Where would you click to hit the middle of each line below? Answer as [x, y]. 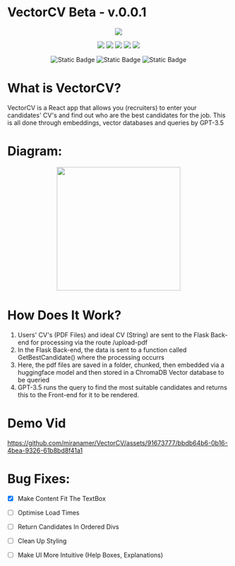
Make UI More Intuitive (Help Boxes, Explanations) [90, 555]
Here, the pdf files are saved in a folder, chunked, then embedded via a [121, 365]
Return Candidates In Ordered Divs [68, 526]
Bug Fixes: [39, 479]
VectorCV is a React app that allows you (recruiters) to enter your [102, 107]
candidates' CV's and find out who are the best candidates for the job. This [116, 115]
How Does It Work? [65, 315]
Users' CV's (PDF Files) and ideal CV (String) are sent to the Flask [113, 335]
